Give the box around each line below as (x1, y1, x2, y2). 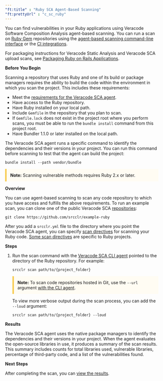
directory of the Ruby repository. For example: (12, 258, 105, 264)
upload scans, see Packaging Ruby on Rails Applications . (5, 55, 120, 61)
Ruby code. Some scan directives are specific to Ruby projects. (5, 233, 132, 240)
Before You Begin (5, 65, 41, 71)
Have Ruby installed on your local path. (12, 105, 91, 111)
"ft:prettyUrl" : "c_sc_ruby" (5, 12, 67, 17)
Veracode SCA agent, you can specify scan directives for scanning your (5, 228, 150, 234)
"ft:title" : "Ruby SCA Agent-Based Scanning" (5, 7, 101, 12)
